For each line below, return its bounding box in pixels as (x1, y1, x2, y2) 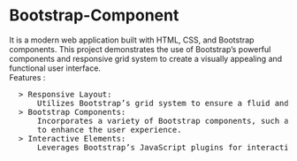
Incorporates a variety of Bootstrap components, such (36, 116, 280, 126)
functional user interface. (9, 63, 102, 73)
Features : (9, 72, 46, 82)
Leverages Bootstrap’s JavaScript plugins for (36, 142, 243, 152)
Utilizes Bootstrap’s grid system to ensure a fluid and (36, 98, 289, 108)
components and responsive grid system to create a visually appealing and (9, 53, 283, 64)
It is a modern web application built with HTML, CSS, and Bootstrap (9, 34, 255, 45)
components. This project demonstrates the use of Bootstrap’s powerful (9, 43, 271, 54)
